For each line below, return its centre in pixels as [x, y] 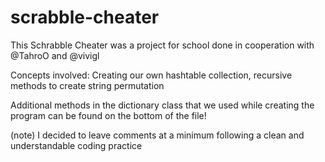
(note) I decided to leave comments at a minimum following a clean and [157, 135]
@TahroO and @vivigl [55, 55]
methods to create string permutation [87, 85]
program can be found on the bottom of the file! [108, 115]
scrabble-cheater [85, 17]
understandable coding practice [76, 145]
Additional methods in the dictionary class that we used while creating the [162, 105]
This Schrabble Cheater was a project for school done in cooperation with [162, 45]
